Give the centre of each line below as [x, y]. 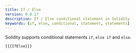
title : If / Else [23, 10]
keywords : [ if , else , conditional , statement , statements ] [68, 23]
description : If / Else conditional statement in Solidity [68, 19]
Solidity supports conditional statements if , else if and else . [68, 37]
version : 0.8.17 [22, 14]
